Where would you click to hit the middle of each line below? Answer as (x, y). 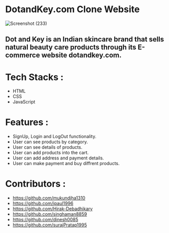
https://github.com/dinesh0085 (45, 220)
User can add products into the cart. (50, 153)
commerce (23, 55)
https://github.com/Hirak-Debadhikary (53, 209)
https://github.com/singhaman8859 (50, 214)
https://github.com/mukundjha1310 (49, 198)
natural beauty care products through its (71, 47)
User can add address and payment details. (58, 158)
